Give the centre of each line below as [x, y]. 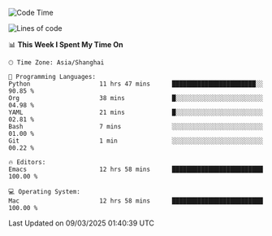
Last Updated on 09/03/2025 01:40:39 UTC [82, 223]
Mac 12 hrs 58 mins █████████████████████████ [136, 201]
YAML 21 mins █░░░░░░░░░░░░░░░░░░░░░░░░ [136, 112]
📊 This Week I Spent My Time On [66, 44]
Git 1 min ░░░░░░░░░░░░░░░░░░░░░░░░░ [136, 141]
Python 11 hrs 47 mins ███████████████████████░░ [136, 84]
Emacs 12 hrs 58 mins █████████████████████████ [136, 169]
